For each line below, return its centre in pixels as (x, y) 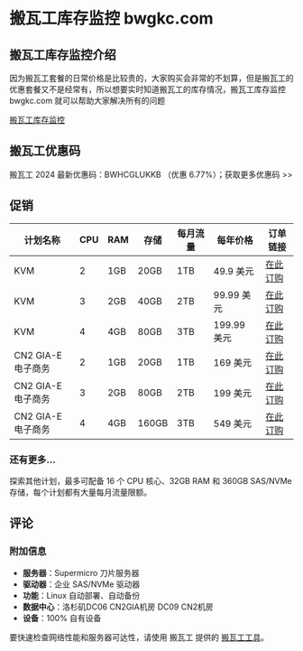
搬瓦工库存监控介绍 (63, 55)
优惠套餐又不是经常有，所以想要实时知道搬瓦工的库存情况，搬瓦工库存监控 (147, 89)
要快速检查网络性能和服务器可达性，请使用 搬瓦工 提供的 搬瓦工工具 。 (139, 637)
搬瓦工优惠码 (45, 151)
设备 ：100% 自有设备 (62, 618)
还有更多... (32, 460)
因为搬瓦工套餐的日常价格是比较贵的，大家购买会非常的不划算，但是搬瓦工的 (151, 78)
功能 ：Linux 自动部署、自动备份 (81, 595)
